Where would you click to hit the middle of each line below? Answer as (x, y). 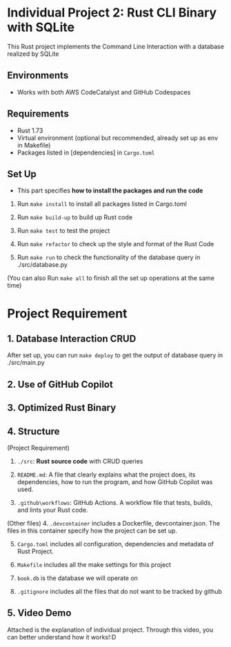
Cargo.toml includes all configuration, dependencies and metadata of (115, 544)
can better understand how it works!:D (62, 637)
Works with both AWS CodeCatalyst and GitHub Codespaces (104, 92)
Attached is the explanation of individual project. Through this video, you (110, 630)
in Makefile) (34, 145)
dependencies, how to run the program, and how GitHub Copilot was (115, 481)
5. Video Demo (39, 613)
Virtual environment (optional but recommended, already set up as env (118, 138)
